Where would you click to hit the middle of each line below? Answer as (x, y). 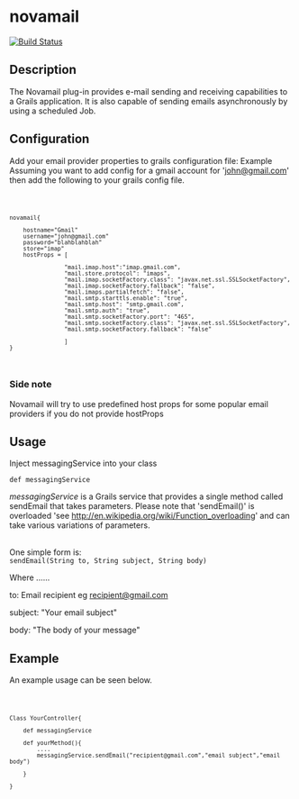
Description (43, 70)
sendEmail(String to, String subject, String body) (108, 561)
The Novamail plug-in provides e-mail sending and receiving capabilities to (149, 91)
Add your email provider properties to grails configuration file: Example (141, 160)
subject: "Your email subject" (63, 613)
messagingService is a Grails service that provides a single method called (146, 496)
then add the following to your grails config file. (97, 180)
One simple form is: (45, 552)
